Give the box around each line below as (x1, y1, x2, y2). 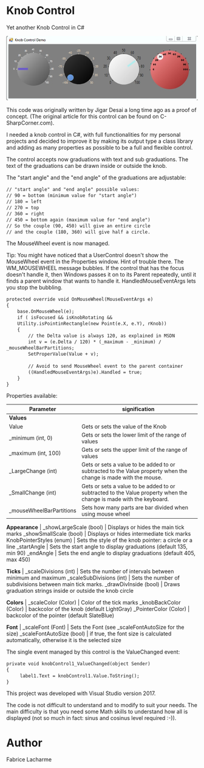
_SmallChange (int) (8, 489, 56, 496)
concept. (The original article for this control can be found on (6, 112, 159, 120)
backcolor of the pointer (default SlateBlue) (6, 612, 114, 619)
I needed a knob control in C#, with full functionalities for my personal (6, 131, 181, 138)
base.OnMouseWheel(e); (17, 308, 75, 314)
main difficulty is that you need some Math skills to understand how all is (6, 708, 188, 715)
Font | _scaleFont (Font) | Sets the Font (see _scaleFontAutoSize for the (6, 624, 185, 631)
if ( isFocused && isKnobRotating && (17, 314, 113, 320)
